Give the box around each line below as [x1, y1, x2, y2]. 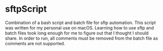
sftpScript [5, 3, 47, 15]
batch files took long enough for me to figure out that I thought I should [5, 30, 149, 36]
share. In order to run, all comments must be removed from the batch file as [5, 35, 158, 41]
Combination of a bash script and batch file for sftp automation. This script [5, 20, 156, 25]
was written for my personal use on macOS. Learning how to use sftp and [5, 25, 154, 30]
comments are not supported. [5, 40, 65, 46]
